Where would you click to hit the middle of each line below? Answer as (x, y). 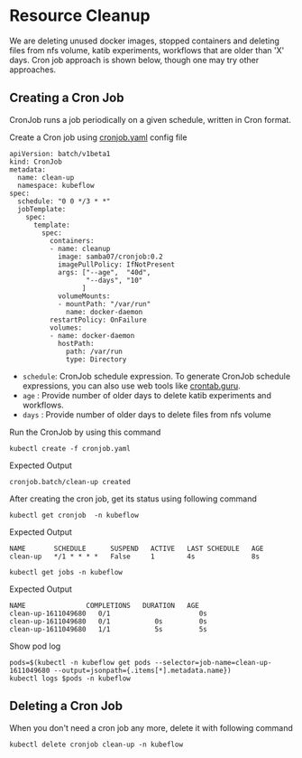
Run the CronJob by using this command (85, 432)
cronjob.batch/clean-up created (70, 482)
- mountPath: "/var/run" (104, 304)
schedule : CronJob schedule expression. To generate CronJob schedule (156, 376)
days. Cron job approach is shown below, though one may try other (134, 60)
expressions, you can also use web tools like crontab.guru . (131, 386)
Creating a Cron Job (67, 98)
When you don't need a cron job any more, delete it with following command (151, 727)
